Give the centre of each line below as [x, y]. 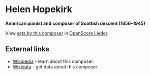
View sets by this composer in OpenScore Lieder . [57, 33]
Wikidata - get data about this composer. [55, 66]
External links [27, 49]
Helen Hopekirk [39, 9]
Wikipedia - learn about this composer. [53, 61]
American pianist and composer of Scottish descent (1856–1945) [76, 23]
